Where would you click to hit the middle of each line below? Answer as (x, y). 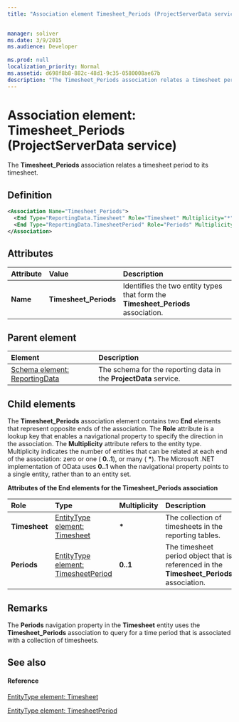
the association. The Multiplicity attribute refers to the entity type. (105, 444)
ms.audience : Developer (43, 47)
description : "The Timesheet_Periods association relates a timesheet (114, 80)
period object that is (199, 556)
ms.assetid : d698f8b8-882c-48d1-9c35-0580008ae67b (84, 73)
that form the (144, 294)
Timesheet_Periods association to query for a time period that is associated (119, 633)
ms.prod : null (28, 60)
